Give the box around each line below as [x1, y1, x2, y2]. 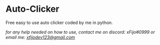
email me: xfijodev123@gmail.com [5, 34, 75, 40]
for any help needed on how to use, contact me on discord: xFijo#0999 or [5, 29, 155, 35]
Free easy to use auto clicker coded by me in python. [5, 20, 113, 25]
